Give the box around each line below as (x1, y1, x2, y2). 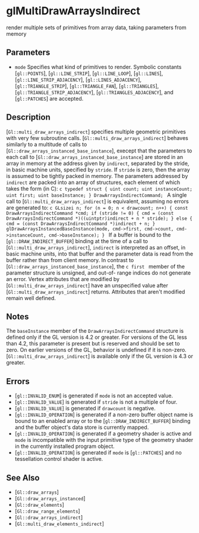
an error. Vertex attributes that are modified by (6, 275, 120, 282)
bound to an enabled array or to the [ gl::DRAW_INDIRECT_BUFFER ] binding (14, 417, 191, 425)
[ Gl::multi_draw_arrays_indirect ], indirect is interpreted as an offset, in (6, 244, 186, 251)
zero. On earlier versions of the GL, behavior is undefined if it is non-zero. (6, 347, 187, 354)
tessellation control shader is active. (14, 456, 103, 463)
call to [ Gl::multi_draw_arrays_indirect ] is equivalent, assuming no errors (6, 198, 189, 205)
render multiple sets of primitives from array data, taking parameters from (6, 24, 187, 31)
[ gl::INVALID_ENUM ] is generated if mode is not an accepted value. (14, 392, 173, 400)
